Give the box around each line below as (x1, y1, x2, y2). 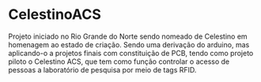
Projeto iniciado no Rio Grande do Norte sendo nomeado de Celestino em (8, 32, 248, 41)
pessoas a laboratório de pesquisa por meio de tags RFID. (8, 65, 197, 74)
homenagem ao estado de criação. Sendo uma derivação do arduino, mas (8, 39, 250, 49)
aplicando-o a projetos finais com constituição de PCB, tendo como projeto (8, 48, 254, 58)
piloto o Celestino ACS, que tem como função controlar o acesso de (8, 57, 230, 66)
